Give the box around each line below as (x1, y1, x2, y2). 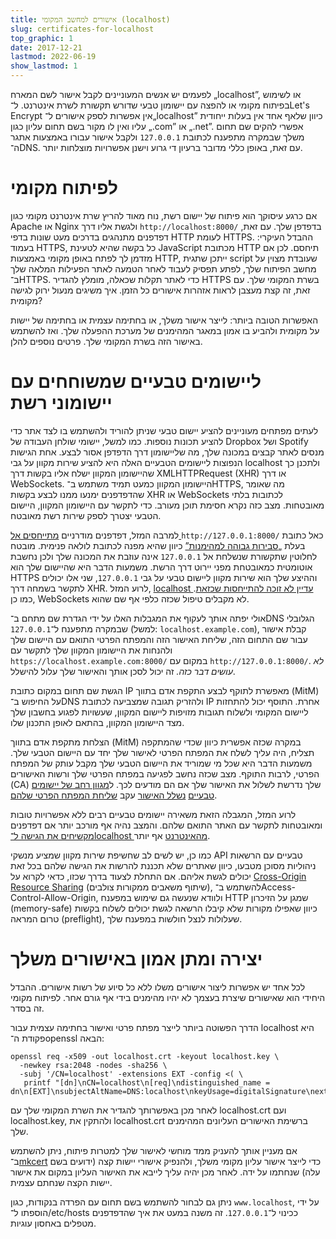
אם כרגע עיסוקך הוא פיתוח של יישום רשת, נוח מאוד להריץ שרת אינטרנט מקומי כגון (10, 209, 318, 221)
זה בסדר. (10, 1002, 45, 1014)
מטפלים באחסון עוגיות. (10, 1217, 97, 1229)
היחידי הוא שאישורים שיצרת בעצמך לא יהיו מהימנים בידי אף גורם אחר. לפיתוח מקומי (10, 991, 326, 1003)
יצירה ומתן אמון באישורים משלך (10, 948, 263, 971)
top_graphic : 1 (10, 33, 74, 43)
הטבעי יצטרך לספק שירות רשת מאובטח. (10, 509, 162, 521)
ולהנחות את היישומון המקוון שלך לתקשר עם (10, 644, 173, 656)
